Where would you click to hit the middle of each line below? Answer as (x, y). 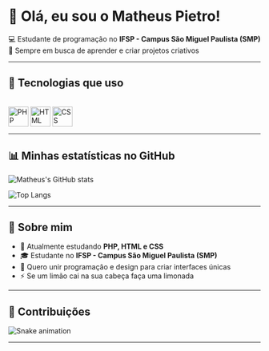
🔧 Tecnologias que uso (66, 83)
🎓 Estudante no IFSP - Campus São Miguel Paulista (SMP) (118, 256)
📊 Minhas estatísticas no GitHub (92, 156)
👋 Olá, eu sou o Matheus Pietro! (114, 16)
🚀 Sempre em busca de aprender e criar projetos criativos (104, 50)
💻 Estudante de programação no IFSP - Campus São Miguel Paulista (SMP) (134, 38)
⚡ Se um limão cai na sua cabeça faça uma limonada (107, 276)
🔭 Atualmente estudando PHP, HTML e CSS (92, 246)
